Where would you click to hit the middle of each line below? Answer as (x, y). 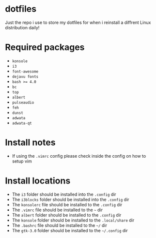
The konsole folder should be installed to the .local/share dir (73, 220)
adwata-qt (22, 123)
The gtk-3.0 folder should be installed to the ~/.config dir (70, 230)
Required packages (45, 47)
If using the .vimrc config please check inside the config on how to (79, 156)
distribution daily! (22, 27)
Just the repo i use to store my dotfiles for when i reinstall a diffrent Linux (78, 22)
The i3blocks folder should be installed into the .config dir (70, 199)
